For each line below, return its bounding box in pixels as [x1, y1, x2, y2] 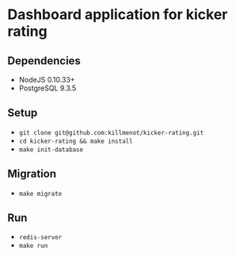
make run [18, 242, 48, 250]
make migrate [18, 189, 63, 197]
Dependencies [7, 54, 81, 67]
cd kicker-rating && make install [18, 137, 133, 145]
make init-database [18, 145, 84, 154]
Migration [7, 167, 57, 181]
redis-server [18, 234, 63, 242]
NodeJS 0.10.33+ [18, 75, 76, 84]
